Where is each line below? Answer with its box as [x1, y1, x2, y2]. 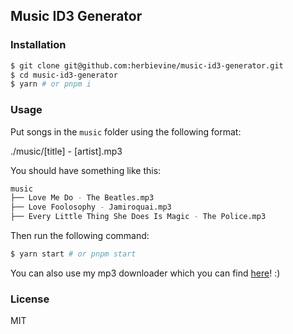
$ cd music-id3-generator [10, 70, 118, 80]
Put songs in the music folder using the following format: [10, 125, 242, 138]
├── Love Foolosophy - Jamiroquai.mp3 [10, 202, 172, 213]
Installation [10, 38, 67, 52]
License [10, 292, 50, 306]
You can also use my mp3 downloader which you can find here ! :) [10, 267, 281, 279]
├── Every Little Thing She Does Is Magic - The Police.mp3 [10, 212, 267, 222]
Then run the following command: [10, 230, 150, 242]
